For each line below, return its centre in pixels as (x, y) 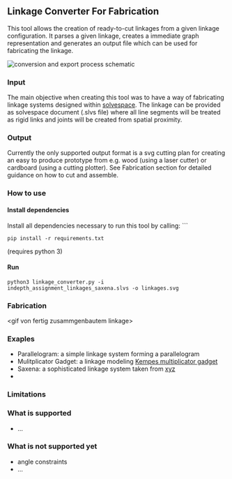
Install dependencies (38, 209)
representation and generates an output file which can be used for (102, 43)
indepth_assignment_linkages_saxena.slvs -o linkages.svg (93, 288)
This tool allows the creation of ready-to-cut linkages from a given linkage (113, 28)
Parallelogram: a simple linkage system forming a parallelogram (108, 354)
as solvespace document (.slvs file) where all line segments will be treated (114, 112)
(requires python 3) (35, 251)
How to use (27, 193)
